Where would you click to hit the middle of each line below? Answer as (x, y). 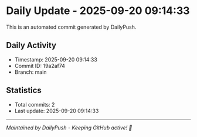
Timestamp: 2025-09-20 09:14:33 (56, 59)
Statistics (24, 90)
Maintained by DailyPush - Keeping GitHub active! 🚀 (69, 128)
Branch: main (30, 72)
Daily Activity (31, 45)
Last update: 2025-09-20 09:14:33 (57, 111)
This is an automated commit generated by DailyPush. (71, 27)
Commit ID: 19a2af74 (40, 66)
